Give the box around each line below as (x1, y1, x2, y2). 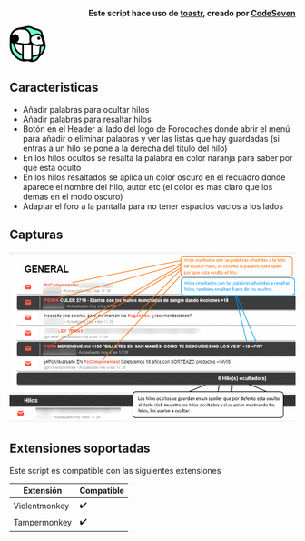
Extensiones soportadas (9, 441, 151, 456)
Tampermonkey (13, 517, 73, 528)
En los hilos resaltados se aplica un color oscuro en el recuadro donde (22, 172, 286, 183)
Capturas (9, 227, 64, 243)
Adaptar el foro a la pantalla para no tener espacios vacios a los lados (22, 200, 284, 212)
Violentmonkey (13, 500, 70, 512)
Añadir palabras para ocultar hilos (22, 104, 150, 115)
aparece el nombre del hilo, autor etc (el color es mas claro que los (22, 181, 273, 192)
